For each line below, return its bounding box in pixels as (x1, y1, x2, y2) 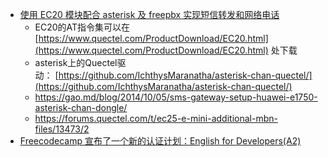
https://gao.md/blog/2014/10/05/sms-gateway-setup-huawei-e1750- (34, 91, 318, 103)
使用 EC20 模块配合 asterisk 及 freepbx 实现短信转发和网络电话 (19, 9, 280, 20)
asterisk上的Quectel (34, 57, 118, 68)
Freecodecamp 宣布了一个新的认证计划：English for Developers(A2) (19, 135, 302, 147)
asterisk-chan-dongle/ (34, 102, 128, 113)
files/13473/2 (34, 123, 90, 135)
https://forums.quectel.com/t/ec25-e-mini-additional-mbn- (34, 113, 278, 124)
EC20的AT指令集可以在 (34, 21, 131, 33)
